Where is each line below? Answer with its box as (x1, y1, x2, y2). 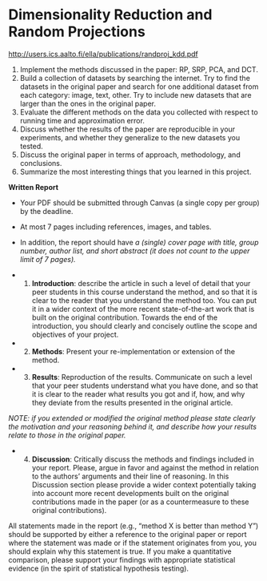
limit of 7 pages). (19, 254, 76, 264)
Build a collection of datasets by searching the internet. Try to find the (19, 73, 250, 83)
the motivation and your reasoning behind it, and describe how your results (8, 422, 257, 431)
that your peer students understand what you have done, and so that (31, 381, 258, 390)
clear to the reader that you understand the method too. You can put (31, 295, 257, 305)
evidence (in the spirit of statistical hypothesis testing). (8, 563, 189, 573)
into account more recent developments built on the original (31, 488, 229, 498)
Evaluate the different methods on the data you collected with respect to (19, 107, 258, 117)
